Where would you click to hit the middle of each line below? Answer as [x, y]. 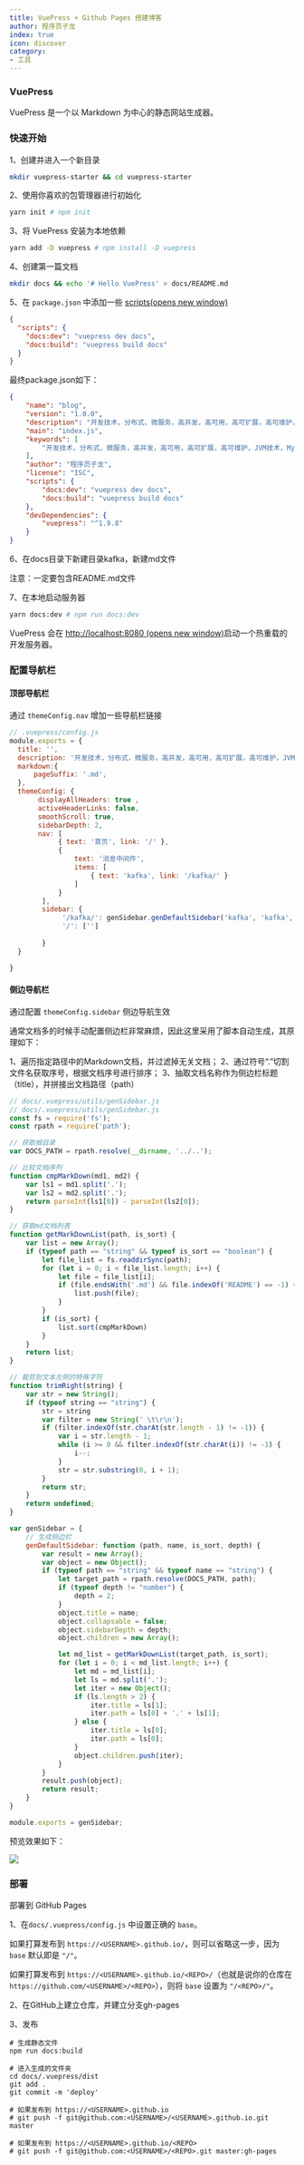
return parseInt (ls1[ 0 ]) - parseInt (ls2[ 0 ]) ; [113, 1201]
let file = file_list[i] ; [106, 1277]
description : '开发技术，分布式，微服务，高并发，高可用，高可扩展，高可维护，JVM [157, 758]
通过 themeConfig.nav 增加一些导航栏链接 [86, 715]
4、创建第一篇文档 [44, 267]
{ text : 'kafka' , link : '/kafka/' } [159, 876]
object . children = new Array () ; [119, 1638]
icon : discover [38, 43]
